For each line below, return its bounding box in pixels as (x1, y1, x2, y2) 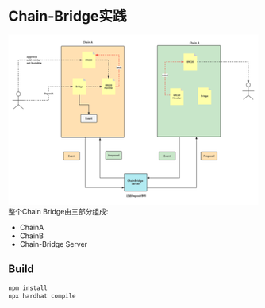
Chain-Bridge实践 (8, 7, 127, 25)
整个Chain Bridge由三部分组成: (8, 206, 109, 216)
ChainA (19, 222, 44, 232)
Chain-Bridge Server (19, 239, 88, 248)
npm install (8, 284, 48, 292)
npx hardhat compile (8, 292, 77, 300)
